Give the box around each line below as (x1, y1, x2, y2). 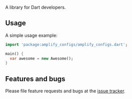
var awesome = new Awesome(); (10, 56, 73, 61)
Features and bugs (5, 74, 66, 83)
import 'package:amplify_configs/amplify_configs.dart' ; (5, 42, 128, 47)
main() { (5, 51, 24, 56)
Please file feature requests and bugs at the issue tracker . (5, 88, 125, 94)
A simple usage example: (5, 32, 58, 38)
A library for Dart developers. (5, 5, 66, 10)
